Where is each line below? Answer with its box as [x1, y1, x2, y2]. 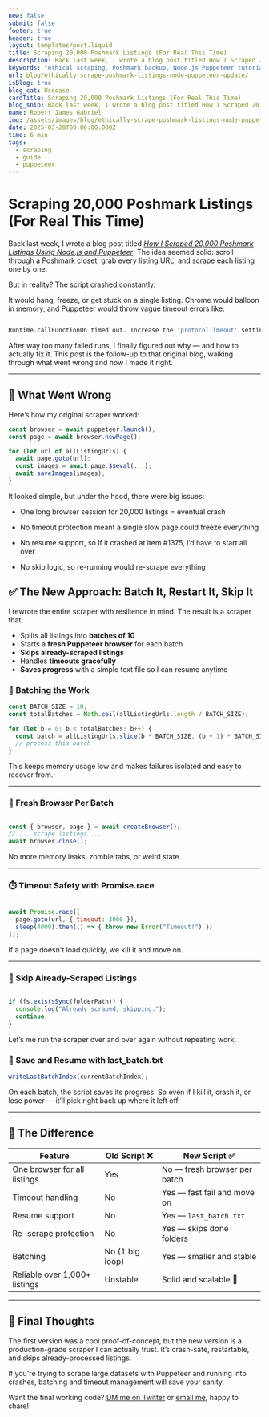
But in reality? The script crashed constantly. [8, 280, 156, 289]
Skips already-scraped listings [19, 647, 124, 657]
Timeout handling [12, 1191, 78, 1202]
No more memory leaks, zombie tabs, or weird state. [8, 852, 182, 862]
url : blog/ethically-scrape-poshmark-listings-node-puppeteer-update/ [8, 71, 249, 79]
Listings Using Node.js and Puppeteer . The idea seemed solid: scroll [8, 248, 234, 257]
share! [8, 1401, 30, 1411]
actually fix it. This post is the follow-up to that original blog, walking [8, 349, 234, 359]
